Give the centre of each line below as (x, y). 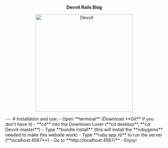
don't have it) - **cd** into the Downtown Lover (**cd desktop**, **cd (78, 124)
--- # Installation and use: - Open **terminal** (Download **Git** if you (79, 119)
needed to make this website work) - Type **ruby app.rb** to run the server (84, 134)
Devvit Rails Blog (84, 7)
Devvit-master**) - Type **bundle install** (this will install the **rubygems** (84, 129)
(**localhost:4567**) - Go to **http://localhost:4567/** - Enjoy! (71, 140)
